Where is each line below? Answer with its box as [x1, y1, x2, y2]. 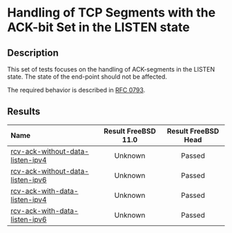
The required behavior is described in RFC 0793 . [7, 86, 146, 94]
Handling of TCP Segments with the [7, 5, 216, 21]
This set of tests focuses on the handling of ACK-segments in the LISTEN [7, 65, 215, 73]
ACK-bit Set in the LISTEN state [7, 19, 190, 35]
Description [7, 47, 59, 59]
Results [7, 105, 41, 118]
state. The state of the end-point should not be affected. [7, 72, 168, 81]
